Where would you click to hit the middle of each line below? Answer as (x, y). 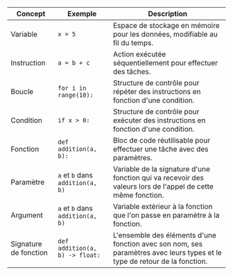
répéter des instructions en (157, 92)
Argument (27, 215)
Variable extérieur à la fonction (163, 206)
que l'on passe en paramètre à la (166, 215)
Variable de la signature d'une (162, 169)
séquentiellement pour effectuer (166, 63)
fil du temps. (133, 43)
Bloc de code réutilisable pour (162, 140)
